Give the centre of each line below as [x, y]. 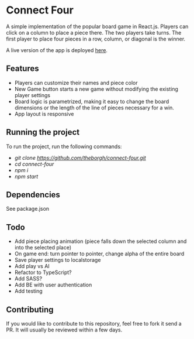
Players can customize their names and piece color [76, 83]
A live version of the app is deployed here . [57, 50]
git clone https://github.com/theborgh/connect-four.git [80, 157]
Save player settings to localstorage [58, 260]
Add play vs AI [32, 266]
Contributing [30, 309]
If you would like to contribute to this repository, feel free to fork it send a [94, 323]
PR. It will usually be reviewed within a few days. [64, 330]
